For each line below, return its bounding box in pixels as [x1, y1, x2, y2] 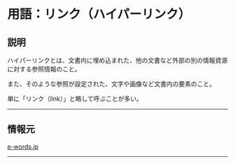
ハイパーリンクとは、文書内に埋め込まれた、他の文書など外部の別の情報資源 [7, 57, 228, 64]
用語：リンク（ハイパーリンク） [7, 6, 191, 22]
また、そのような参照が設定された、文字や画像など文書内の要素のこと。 [7, 80, 215, 88]
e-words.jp [7, 142, 39, 151]
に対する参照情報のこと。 [7, 65, 81, 73]
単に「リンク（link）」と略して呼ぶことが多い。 [7, 95, 143, 103]
